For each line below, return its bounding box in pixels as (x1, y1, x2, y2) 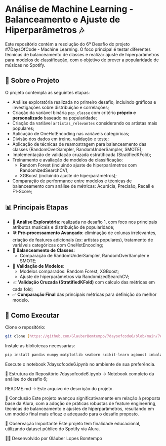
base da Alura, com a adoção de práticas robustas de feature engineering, (5, 401, 157, 406)
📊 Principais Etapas (5, 203, 68, 212)
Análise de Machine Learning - (5, 3, 133, 15)
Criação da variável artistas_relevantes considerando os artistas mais (12, 120, 158, 126)
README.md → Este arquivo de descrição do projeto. (5, 386, 114, 392)
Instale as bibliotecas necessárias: (5, 343, 75, 349)
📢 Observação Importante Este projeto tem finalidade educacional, (5, 421, 141, 427)
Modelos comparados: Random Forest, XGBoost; (19, 268, 120, 274)
